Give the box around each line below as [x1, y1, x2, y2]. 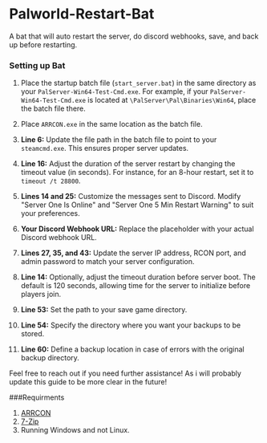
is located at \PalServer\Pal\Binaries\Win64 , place [87, 96, 257, 105]
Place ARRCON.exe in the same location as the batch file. [20, 120, 203, 129]
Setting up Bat [9, 59, 66, 71]
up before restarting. [9, 39, 78, 49]
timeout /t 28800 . [20, 176, 81, 185]
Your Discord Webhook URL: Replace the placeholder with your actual [20, 224, 255, 234]
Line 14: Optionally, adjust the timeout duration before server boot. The [20, 272, 256, 282]
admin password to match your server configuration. [20, 257, 195, 266]
